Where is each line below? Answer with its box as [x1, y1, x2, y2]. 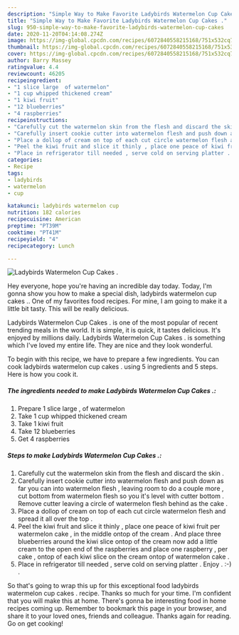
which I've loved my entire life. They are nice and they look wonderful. [7, 341, 213, 350]
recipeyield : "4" [7, 235, 59, 243]
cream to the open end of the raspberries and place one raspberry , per [17, 545, 228, 554]
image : [7, 37, 27, 44]
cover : [7, 51, 27, 58]
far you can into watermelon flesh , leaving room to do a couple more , [17, 484, 224, 493]
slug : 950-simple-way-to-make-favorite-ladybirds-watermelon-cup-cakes [7, 24, 224, 31]
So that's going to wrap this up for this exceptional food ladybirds [7, 581, 199, 590]
